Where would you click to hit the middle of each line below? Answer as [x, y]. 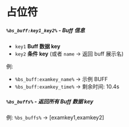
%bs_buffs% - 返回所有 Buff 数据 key [50, 101]
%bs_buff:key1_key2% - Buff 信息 [46, 30]
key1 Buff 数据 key [37, 47]
